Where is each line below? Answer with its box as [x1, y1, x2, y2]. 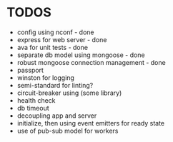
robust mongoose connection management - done [16, 58, 166, 66]
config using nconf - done [16, 28, 94, 36]
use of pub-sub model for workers [16, 126, 119, 135]
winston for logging [16, 73, 74, 82]
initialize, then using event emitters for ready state [16, 118, 165, 127]
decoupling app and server [16, 111, 97, 120]
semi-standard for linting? [16, 81, 94, 89]
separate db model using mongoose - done [16, 51, 145, 59]
